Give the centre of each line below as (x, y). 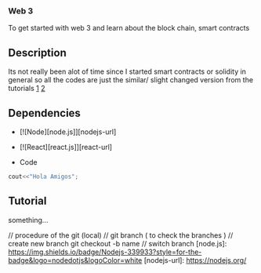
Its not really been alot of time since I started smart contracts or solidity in (127, 71)
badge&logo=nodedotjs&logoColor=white (75, 260)
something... (28, 220)
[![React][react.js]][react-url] (65, 147)
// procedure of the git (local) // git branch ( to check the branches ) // (121, 235)
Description (37, 53)
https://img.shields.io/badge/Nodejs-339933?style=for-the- (105, 252)
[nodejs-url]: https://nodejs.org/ (195, 260)
